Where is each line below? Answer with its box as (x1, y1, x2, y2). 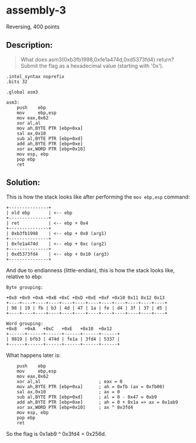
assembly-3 (6, 4, 67, 17)
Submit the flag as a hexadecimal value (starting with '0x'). (20, 62, 164, 69)
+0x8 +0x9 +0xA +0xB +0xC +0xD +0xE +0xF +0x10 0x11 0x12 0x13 (6, 295, 165, 301)
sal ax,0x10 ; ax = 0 (17, 389, 120, 395)
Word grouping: (6, 320, 44, 327)
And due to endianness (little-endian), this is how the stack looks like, (6, 266, 175, 273)
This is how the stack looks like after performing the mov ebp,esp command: (6, 193, 190, 200)
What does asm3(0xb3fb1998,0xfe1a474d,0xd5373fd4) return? (20, 56, 174, 63)
